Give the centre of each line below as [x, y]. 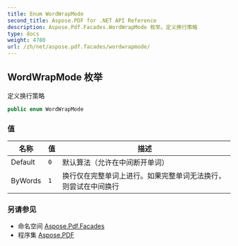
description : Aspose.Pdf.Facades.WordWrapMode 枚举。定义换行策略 [103, 27]
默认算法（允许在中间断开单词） [116, 162]
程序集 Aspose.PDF [46, 235]
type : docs [23, 34]
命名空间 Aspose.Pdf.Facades [61, 226]
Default [23, 162]
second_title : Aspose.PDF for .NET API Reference [82, 21]
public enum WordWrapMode [45, 109]
